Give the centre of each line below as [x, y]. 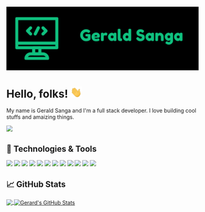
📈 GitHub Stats [36, 184]
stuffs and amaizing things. [40, 117]
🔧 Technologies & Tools [52, 149]
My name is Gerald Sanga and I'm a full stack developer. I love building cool [101, 111]
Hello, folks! [37, 94]
